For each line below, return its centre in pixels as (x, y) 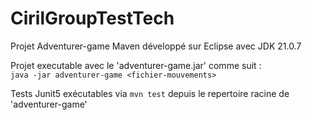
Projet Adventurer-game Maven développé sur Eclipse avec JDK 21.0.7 (156, 46)
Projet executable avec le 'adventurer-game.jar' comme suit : (136, 65)
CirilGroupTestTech (92, 18)
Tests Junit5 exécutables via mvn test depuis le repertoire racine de (150, 93)
